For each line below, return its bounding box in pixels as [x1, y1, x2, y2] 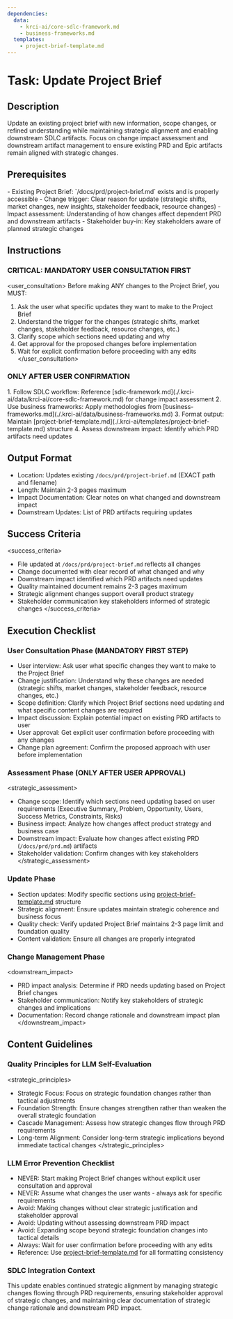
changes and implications [17, 1004, 91, 1012]
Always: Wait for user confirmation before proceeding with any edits [17, 1240, 214, 1249]
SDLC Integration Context [7, 1265, 95, 1275]
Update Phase [7, 874, 56, 884]
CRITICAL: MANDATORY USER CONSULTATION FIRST [7, 266, 191, 276]
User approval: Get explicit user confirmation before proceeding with [17, 729, 215, 737]
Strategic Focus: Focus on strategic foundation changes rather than [17, 1089, 211, 1097]
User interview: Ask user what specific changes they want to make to [17, 662, 216, 670]
